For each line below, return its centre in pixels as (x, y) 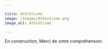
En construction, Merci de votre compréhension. (54, 41)
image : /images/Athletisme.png (37, 18)
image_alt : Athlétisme (28, 23)
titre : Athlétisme (24, 14)
